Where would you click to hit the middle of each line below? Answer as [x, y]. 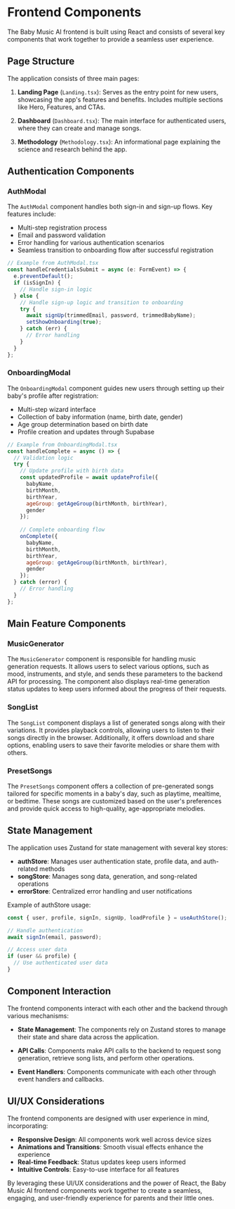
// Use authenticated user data [61, 963]
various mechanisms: [38, 1015]
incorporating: [28, 1126]
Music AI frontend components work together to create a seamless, [105, 1190]
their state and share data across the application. [88, 1036]
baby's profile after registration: [53, 396]
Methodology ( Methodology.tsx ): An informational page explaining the [119, 142]
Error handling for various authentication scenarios [91, 243]
